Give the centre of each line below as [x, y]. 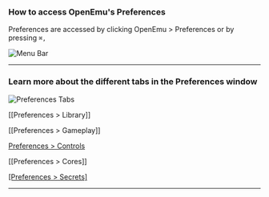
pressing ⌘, [27, 38]
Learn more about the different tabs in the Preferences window [133, 82]
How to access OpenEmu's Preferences [87, 12]
